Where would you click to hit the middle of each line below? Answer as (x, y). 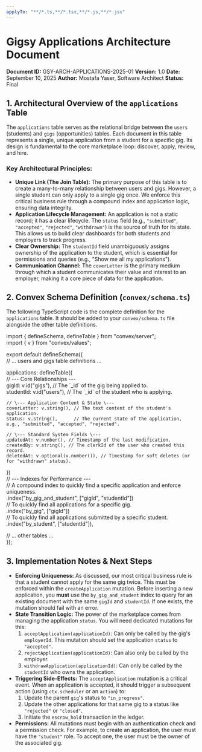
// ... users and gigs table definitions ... (54, 361)
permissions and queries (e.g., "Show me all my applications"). (93, 259)
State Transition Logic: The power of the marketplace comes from (98, 614)
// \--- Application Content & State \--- (60, 403)
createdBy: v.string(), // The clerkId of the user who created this (96, 445)
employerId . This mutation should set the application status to (101, 640)
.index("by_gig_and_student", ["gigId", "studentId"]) (70, 498)
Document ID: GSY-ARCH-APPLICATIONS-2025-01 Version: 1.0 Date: (93, 71)
